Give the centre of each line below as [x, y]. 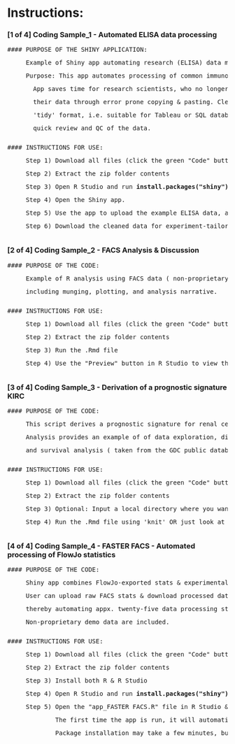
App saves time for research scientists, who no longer [131, 89]
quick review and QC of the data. [92, 128]
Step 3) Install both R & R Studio [87, 681]
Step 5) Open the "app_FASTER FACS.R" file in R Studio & [127, 707]
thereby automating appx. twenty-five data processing [122, 609]
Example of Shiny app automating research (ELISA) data [123, 63]
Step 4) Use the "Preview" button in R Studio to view [122, 363]
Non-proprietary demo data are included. [98, 622]
